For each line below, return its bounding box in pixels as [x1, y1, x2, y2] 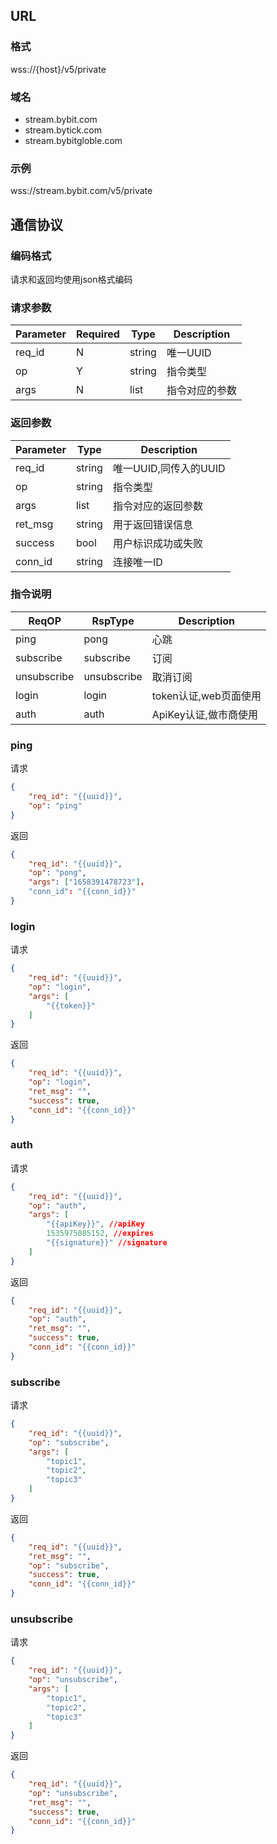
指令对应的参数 [166, 384, 237, 398]
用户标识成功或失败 [112, 536, 203, 550]
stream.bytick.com [24, 124, 102, 136]
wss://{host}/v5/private [10, 63, 107, 75]
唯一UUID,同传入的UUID [112, 461, 226, 475]
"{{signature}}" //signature [46, 1238, 168, 1248]
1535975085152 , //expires [46, 1229, 155, 1239]
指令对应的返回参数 [112, 499, 203, 513]
